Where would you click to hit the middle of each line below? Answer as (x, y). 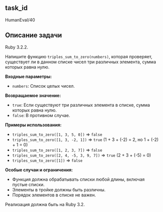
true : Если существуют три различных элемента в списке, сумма (81, 105)
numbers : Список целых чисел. (43, 86)
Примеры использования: (34, 125)
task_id (16, 8)
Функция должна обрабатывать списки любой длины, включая (78, 179)
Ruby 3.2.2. (17, 47)
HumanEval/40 (20, 20)
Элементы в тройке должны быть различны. (59, 189)
